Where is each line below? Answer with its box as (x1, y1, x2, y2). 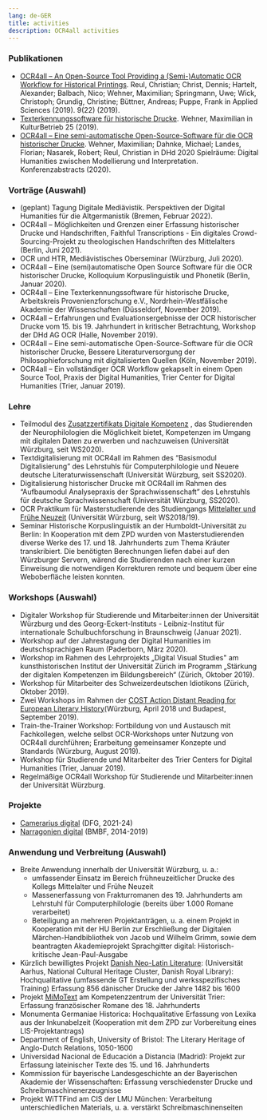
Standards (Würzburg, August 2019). (19, 746, 141, 755)
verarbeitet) (31, 907, 71, 917)
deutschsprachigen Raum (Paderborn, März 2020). (19, 644, 189, 654)
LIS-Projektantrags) (19, 1026, 85, 1036)
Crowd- (232, 228, 257, 237)
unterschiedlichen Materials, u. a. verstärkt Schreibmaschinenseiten (19, 1102, 243, 1112)
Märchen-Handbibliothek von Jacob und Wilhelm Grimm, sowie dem (31, 933, 257, 943)
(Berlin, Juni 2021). (19, 245, 82, 254)
